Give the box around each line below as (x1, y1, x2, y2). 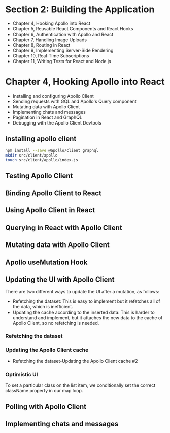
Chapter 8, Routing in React (12, 42, 71, 48)
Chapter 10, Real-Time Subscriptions (12, 52, 89, 59)
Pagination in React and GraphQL (12, 114, 83, 120)
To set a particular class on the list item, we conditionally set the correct (5, 382, 156, 388)
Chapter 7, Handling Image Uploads (12, 37, 87, 43)
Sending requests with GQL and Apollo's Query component (12, 98, 137, 104)
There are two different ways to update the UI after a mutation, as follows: (5, 289, 160, 295)
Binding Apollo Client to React (5, 189, 101, 198)
